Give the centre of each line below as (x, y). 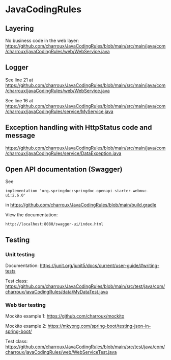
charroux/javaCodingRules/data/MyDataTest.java (57, 292)
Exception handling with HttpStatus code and (79, 128)
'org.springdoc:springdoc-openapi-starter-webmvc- (94, 191)
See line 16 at (19, 100)
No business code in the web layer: (42, 40)
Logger (17, 67)
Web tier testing (25, 305)
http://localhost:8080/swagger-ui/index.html (54, 224)
